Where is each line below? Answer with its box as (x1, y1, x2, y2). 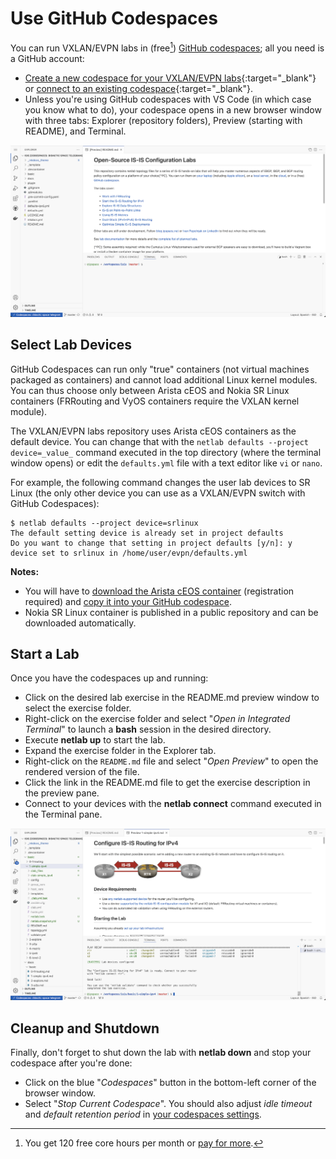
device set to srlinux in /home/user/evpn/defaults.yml (10, 548, 248, 558)
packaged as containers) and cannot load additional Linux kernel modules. (10, 373, 318, 386)
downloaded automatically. (24, 617, 137, 629)
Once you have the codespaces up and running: (10, 672, 209, 684)
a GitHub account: (10, 52, 85, 64)
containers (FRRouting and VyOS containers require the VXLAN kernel (10, 395, 300, 407)
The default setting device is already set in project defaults (10, 528, 284, 538)
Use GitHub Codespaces (10, 7, 218, 30)
